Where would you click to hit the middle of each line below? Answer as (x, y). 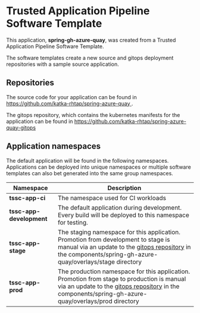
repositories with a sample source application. (62, 64)
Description (124, 188)
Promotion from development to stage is (114, 239)
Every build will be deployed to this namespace (123, 215)
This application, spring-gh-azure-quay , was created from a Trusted (91, 40)
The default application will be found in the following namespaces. (87, 160)
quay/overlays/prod (85, 301)
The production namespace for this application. (124, 271)
